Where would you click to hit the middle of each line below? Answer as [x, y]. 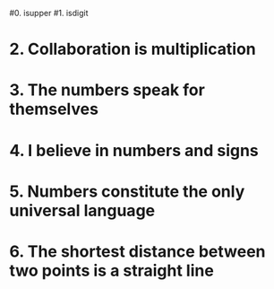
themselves [54, 109]
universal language [82, 210]
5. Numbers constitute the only [127, 191]
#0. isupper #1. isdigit [49, 13]
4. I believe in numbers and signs [134, 150]
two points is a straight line [112, 271]
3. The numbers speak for [107, 90]
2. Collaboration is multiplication [133, 49]
